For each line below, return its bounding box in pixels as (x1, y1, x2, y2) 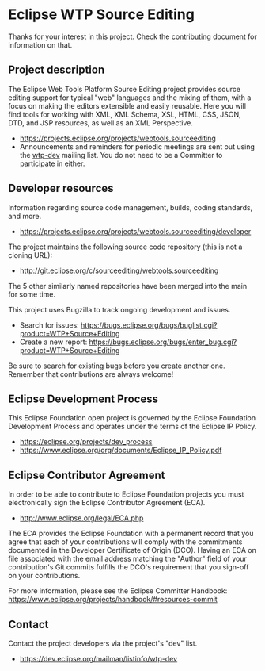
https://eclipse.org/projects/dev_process (19, 437, 153, 447)
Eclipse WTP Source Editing (8, 6, 195, 24)
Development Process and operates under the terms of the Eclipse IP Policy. (8, 422, 257, 431)
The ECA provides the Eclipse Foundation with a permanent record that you (8, 529, 254, 539)
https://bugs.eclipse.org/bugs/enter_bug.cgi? (89, 337, 237, 347)
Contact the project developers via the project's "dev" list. (8, 638, 198, 648)
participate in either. (19, 159, 85, 168)
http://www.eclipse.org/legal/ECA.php (19, 513, 144, 523)
